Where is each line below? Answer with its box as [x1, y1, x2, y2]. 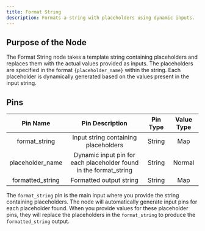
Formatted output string [70, 176, 139, 185]
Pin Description [81, 119, 128, 128]
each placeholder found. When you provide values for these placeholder [6, 205, 189, 212]
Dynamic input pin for [73, 151, 135, 159]
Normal [173, 158, 195, 167]
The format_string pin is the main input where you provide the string [6, 192, 179, 199]
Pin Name [21, 119, 51, 128]
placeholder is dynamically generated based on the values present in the [6, 73, 189, 80]
